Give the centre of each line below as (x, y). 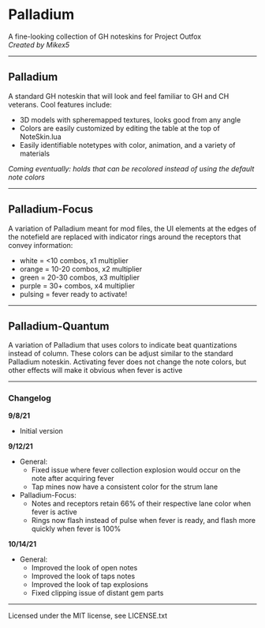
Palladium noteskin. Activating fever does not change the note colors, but (127, 362)
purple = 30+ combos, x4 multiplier (77, 285)
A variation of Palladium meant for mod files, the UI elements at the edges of (132, 228)
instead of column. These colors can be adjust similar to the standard (121, 354)
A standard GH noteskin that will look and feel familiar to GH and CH (119, 96)
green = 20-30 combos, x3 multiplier (80, 277)
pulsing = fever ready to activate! (73, 294)
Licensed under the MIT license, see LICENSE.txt (88, 615)
